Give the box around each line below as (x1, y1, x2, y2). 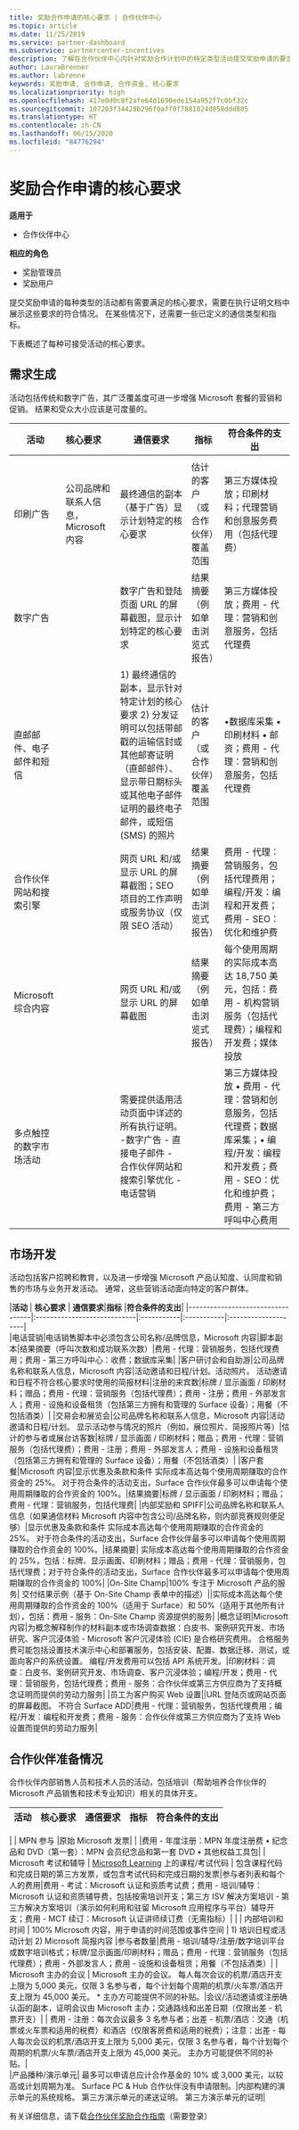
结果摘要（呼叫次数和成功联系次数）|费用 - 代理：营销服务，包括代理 (19, 1344, 272, 1355)
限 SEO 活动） (119, 919, 179, 932)
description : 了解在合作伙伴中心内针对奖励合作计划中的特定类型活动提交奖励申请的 (9, 54, 280, 63)
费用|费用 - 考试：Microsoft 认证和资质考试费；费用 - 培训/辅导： (24, 1880, 263, 1891)
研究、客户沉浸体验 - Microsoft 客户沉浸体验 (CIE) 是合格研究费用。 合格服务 (9, 1634, 290, 1645)
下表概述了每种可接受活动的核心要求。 (9, 338, 149, 349)
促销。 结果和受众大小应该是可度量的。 (9, 403, 152, 414)
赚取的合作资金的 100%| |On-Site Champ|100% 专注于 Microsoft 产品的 (16, 1578, 278, 1588)
